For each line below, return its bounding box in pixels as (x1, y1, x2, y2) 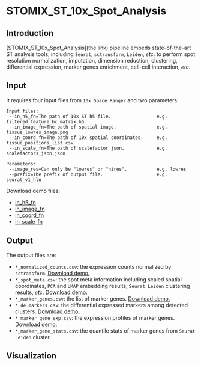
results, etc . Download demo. (14, 289, 88, 296)
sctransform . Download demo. (14, 269, 90, 277)
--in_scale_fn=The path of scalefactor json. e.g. (8, 145, 168, 151)
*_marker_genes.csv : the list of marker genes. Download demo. (14, 295, 170, 302)
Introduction (6, 28, 54, 38)
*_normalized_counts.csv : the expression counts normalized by (14, 263, 172, 270)
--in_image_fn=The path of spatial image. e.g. (8, 124, 168, 130)
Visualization (6, 351, 57, 361)
